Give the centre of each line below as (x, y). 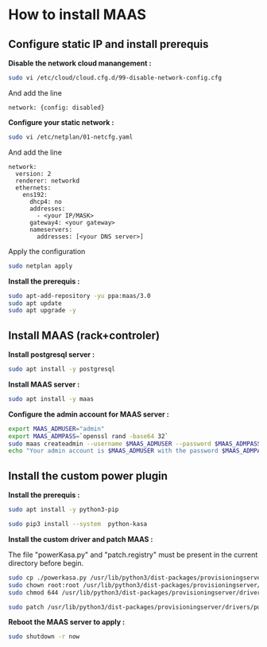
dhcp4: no (45, 202)
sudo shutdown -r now (44, 637)
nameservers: (51, 229)
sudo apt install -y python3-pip (64, 510)
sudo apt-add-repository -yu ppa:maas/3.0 (79, 296)
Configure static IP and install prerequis (108, 44)
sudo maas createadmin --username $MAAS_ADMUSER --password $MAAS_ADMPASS (135, 444)
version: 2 (33, 174)
